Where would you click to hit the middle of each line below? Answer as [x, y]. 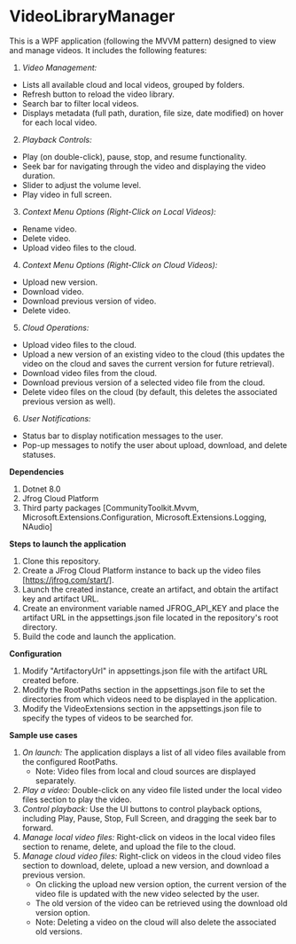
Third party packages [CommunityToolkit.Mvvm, [110, 507]
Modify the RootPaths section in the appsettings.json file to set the [144, 689]
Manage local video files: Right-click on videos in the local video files [149, 837]
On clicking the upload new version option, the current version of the [161, 884]
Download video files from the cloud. [90, 373]
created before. [51, 680]
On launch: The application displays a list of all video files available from [154, 752]
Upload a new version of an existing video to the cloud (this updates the [153, 354]
